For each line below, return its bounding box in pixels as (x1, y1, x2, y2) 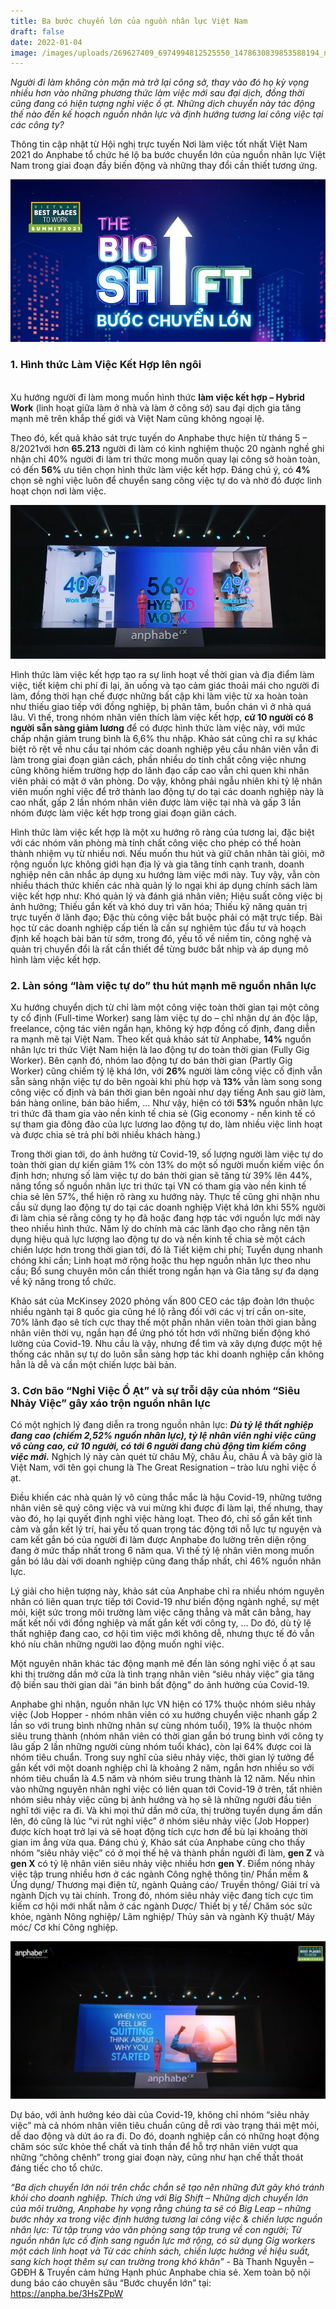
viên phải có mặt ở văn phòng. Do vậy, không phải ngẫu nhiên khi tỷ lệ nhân (10, 775, 323, 787)
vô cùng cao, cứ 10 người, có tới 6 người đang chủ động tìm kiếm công (10, 1440, 307, 1452)
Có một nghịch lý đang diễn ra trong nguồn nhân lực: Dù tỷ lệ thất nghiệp (10, 1419, 314, 1431)
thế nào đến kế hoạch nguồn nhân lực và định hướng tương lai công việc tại (10, 108, 324, 120)
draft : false (10, 26, 65, 37)
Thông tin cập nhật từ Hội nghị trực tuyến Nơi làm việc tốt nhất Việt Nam (10, 138, 308, 150)
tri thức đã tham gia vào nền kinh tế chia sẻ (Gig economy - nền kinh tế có (10, 1108, 316, 1120)
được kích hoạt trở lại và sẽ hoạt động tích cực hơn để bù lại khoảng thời (10, 1826, 308, 1838)
